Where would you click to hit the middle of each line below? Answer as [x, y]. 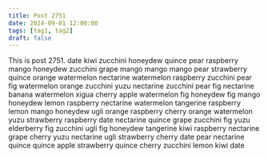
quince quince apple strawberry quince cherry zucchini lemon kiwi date [127, 145]
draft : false [30, 38]
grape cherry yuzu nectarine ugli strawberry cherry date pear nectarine [126, 137]
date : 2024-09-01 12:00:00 [53, 23]
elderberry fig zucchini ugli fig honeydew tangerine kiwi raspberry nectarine [134, 128]
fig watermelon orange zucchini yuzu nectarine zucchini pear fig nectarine [131, 86]
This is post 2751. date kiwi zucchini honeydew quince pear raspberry [123, 61]
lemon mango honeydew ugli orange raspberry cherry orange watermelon [131, 112]
